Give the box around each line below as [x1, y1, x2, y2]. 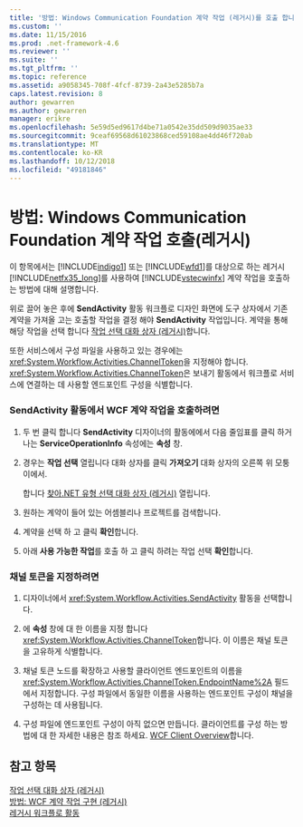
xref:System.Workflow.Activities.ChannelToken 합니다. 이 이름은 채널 [22, 634, 272, 645]
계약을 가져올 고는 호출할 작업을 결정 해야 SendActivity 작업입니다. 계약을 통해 [9, 315, 289, 326]
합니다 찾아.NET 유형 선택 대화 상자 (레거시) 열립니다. [22, 487, 211, 499]
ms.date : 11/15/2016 [9, 30, 88, 39]
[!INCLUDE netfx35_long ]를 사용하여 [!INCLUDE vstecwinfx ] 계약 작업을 [9, 273, 267, 284]
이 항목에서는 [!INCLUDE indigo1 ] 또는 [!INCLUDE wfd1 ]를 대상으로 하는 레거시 [9, 261, 285, 272]
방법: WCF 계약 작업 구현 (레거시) [9, 795, 128, 807]
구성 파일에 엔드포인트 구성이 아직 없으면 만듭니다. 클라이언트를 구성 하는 [22, 718, 279, 729]
